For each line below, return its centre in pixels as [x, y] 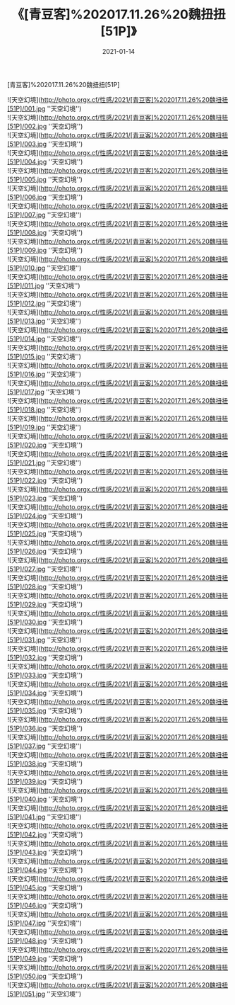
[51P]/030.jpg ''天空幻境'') [45, 622]
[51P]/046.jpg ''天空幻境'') [45, 905]
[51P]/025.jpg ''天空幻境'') [45, 533]
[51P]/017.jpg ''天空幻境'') [44, 392]
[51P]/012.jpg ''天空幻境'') [44, 303]
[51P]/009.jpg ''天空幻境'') [45, 250]
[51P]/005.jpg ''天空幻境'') [45, 179]
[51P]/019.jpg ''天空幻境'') [44, 427]
